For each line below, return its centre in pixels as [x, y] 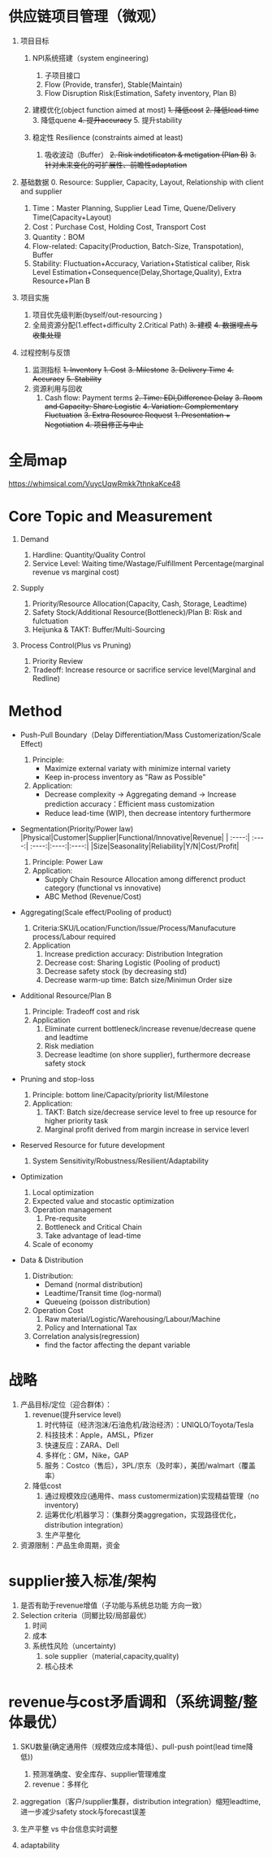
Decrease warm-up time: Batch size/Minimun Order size [138, 979]
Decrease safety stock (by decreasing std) [116, 971]
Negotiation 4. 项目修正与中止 [94, 425]
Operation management [72, 1210]
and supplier [41, 191]
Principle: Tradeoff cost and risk [86, 1011]
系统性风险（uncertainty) [74, 1646]
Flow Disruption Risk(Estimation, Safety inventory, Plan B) [140, 93]
